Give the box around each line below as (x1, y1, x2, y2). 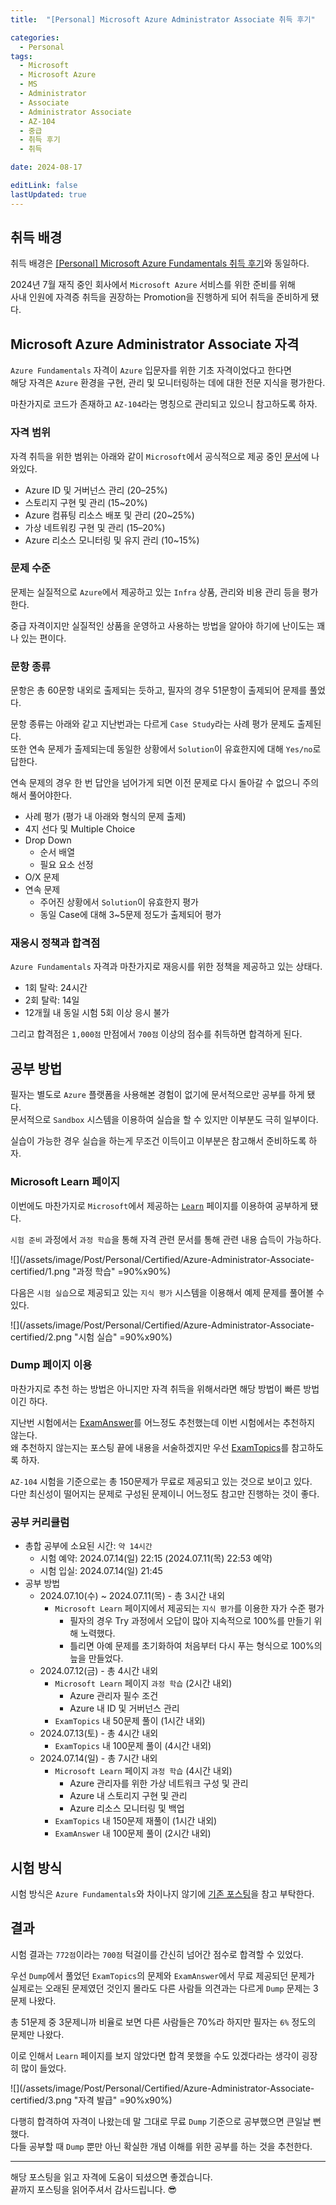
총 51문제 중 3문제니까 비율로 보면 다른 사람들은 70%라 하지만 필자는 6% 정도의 (10, 2016, 317, 2028)
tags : (10, 51, 33, 61)
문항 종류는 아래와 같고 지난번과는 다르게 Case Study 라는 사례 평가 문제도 (10, 718, 295, 730)
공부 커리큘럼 (10, 1515, 70, 1529)
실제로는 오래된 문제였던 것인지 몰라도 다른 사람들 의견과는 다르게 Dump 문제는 (10, 1982, 312, 1994)
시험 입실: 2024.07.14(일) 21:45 (39, 1565, 163, 1577)
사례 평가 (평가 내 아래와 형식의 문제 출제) (24, 811, 187, 823)
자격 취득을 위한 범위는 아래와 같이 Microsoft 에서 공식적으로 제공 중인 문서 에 (10, 450, 310, 462)
